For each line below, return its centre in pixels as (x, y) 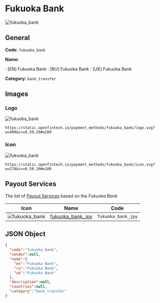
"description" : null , (31, 282)
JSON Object (25, 234)
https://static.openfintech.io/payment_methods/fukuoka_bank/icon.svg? (80, 164)
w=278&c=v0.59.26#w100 (28, 169)
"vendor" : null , (25, 255)
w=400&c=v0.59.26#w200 (28, 132)
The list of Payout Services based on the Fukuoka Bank (61, 196)
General (18, 38)
